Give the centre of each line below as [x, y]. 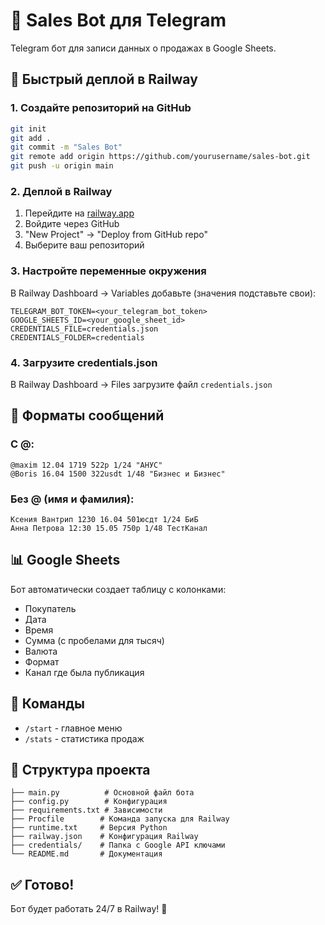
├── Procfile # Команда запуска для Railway [120, 819]
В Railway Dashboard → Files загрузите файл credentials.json [141, 384]
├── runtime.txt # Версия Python [89, 828]
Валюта [41, 651]
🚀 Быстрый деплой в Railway [104, 79]
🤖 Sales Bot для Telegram [118, 20]
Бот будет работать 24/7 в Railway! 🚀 [89, 909]
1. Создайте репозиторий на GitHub [101, 108]
